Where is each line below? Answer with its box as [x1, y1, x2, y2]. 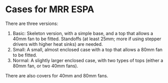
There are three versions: [5, 20, 59, 26]
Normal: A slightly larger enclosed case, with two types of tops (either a [12, 57, 163, 63]
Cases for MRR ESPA [5, 4, 94, 15]
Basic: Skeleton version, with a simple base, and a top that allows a [12, 30, 154, 36]
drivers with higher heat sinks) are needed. [12, 41, 103, 47]
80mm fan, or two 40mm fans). [12, 63, 78, 69]
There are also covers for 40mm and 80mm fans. [5, 72, 108, 78]
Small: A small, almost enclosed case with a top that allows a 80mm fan [12, 46, 163, 52]
